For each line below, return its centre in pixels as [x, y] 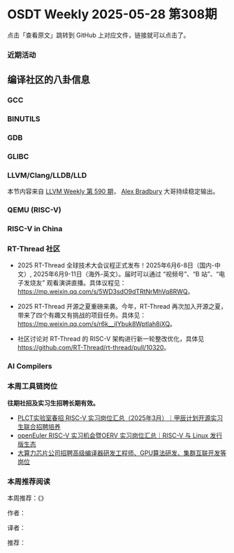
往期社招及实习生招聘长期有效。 [53, 402]
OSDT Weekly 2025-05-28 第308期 [112, 14]
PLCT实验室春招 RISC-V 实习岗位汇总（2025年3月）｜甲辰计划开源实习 [120, 418]
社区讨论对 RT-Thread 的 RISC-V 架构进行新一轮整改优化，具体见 [111, 339]
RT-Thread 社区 [34, 249]
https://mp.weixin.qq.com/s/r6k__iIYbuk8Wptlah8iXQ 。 [97, 324]
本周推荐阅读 [29, 482]
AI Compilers [30, 366]
